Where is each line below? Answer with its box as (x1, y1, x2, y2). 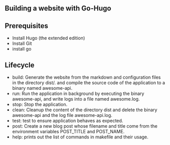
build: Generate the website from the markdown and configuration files (12, 74, 161, 81)
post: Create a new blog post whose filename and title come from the (12, 123, 158, 129)
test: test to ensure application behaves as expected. (12, 117, 123, 124)
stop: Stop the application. (12, 102, 68, 108)
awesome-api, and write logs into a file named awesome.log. (12, 96, 140, 102)
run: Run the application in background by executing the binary (12, 90, 145, 96)
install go (12, 46, 32, 52)
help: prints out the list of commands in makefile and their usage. (12, 134, 149, 140)
